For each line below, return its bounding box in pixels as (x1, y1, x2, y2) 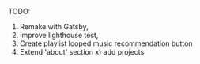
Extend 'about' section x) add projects (19, 47, 145, 56)
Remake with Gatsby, (19, 22, 89, 31)
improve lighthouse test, (19, 31, 99, 40)
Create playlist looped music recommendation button (19, 39, 193, 48)
